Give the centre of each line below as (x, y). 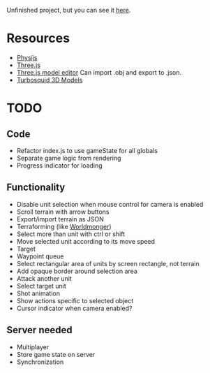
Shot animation (38, 293)
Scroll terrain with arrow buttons (63, 212)
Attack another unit (44, 278)
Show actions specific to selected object (75, 300)
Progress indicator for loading (59, 165)
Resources (38, 38)
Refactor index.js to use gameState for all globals (87, 150)
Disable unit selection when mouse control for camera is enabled (110, 204)
